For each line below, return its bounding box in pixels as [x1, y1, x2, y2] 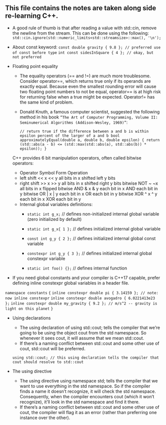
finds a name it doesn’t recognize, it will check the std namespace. [19, 388, 156, 394]
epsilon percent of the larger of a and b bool [19, 133, 120, 138]
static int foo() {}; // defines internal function [27, 265, 127, 271]
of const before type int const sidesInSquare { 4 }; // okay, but [12, 50, 154, 55]
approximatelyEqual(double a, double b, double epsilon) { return [19, 137, 160, 143]
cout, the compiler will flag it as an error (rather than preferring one [19, 409, 157, 415]
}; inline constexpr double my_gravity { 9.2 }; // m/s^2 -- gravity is [5, 301, 158, 306]
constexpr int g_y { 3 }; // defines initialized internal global [27, 250, 152, 256]
